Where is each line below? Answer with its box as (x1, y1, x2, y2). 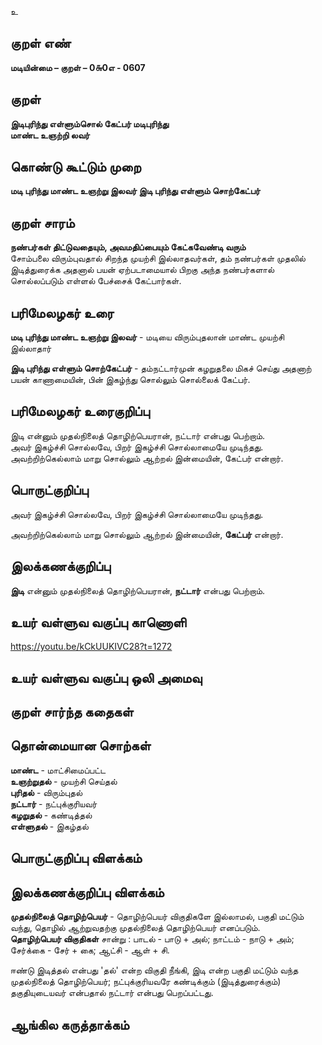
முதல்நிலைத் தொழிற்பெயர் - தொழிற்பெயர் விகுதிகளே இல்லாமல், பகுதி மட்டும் (10, 911, 305, 923)
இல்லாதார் (10, 342, 52, 355)
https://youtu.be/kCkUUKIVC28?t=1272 (10, 641, 173, 653)
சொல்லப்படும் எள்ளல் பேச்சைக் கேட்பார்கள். (10, 275, 182, 287)
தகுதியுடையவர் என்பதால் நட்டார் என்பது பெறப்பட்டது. (10, 987, 214, 999)
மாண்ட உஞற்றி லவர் (10, 129, 90, 141)
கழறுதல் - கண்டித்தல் (10, 809, 93, 821)
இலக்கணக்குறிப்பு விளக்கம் (10, 884, 165, 901)
